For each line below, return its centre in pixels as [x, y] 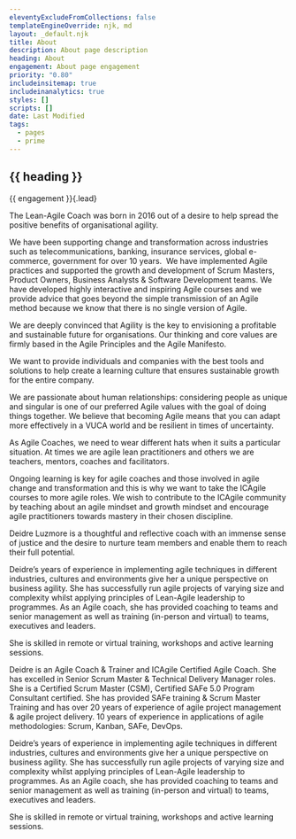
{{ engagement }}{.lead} [53, 198]
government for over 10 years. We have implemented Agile [160, 260]
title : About [33, 42]
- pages [31, 133]
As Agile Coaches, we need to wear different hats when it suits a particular [145, 442]
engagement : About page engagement [75, 67]
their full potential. [42, 552]
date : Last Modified [47, 116]
